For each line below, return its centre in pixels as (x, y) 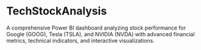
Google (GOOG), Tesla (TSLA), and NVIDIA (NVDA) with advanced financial (100, 34)
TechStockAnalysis (57, 11)
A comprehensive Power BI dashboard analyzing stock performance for (96, 28)
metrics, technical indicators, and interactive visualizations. (81, 40)
